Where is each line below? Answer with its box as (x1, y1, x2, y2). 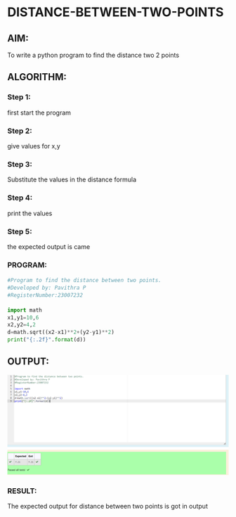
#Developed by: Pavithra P (7, 284, 86, 292)
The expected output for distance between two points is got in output (7, 502, 209, 511)
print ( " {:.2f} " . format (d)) (7, 336, 86, 343)
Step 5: (7, 226, 33, 236)
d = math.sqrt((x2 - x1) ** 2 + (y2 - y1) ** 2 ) (7, 328, 114, 336)
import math (7, 307, 42, 314)
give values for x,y (7, 141, 61, 150)
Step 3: (7, 159, 33, 169)
